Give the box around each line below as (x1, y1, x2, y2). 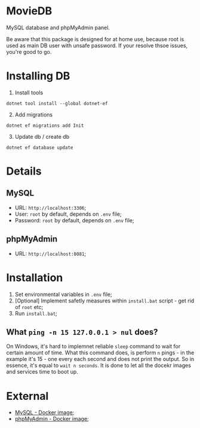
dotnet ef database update (6, 145, 73, 151)
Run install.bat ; (14, 310, 58, 317)
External (6, 389, 49, 403)
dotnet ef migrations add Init (6, 123, 84, 129)
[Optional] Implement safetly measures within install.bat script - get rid (14, 297, 195, 304)
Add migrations (14, 111, 53, 118)
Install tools (14, 88, 44, 96)
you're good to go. (6, 48, 52, 55)
